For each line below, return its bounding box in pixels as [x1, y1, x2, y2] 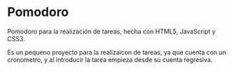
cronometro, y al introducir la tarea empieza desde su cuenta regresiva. [7, 55, 213, 63]
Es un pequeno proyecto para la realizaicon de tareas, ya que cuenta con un [7, 48, 227, 56]
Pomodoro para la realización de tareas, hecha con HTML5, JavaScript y [7, 27, 216, 35]
